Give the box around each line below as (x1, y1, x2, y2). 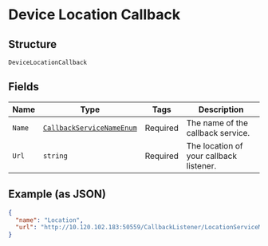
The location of (186, 140, 243, 151)
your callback (186, 150, 238, 161)
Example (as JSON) (8, 188, 106, 201)
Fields (8, 80, 40, 93)
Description (198, 104, 244, 115)
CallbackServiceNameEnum (42, 123, 137, 133)
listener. (186, 160, 217, 171)
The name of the (186, 117, 249, 129)
